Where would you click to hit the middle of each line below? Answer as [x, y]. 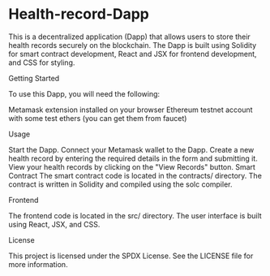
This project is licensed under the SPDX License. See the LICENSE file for [131, 256]
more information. [38, 264]
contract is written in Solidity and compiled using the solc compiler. [120, 184]
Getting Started [34, 78]
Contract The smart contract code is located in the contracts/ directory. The [135, 175]
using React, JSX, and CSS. [54, 224]
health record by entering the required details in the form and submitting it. [133, 158]
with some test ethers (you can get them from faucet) [98, 118]
